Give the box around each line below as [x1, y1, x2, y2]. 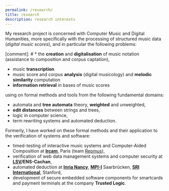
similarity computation [12, 77, 61, 83]
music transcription [12, 66, 54, 72]
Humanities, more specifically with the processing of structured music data [5, 36, 161, 42]
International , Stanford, [12, 169, 62, 175]
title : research [5, 12, 39, 17]
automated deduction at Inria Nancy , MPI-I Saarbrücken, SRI [12, 164, 140, 170]
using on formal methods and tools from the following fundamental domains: [5, 92, 164, 98]
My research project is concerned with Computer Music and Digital [5, 31, 145, 37]
